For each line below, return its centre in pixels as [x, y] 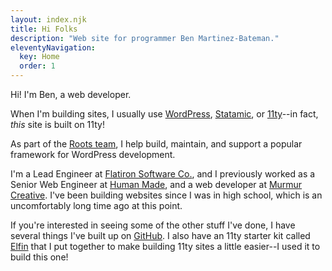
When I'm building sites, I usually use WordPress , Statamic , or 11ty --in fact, [164, 114]
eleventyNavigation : [53, 47]
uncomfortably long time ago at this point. [96, 205]
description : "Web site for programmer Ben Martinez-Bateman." [145, 38]
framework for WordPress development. [93, 154]
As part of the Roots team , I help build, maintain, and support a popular [156, 144]
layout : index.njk [48, 19]
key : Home [39, 57]
